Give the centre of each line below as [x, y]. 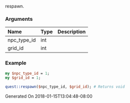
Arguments [19, 19]
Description [72, 32]
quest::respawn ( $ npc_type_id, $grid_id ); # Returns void [65, 87]
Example [16, 63]
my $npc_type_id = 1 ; [27, 73]
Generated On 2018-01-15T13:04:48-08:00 [49, 96]
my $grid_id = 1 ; [23, 78]
